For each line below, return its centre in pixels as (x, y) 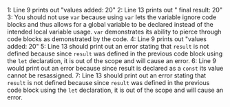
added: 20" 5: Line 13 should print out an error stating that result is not (108, 46)
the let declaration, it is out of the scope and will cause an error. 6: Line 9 (112, 61)
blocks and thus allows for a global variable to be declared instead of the (110, 24)
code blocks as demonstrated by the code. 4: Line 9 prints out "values (107, 39)
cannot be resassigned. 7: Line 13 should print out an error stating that (107, 75)
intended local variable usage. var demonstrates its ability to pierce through (114, 32)
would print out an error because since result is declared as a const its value (115, 68)
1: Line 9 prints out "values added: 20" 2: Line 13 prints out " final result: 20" (115, 10)
